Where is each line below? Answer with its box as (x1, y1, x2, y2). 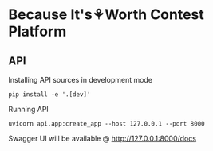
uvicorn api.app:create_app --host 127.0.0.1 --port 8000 (8, 120, 205, 128)
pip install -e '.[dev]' (8, 91, 91, 99)
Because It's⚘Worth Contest (8, 6, 205, 24)
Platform (8, 22, 67, 41)
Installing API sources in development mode (8, 75, 153, 84)
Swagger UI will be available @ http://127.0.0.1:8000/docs (8, 134, 197, 143)
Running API (8, 105, 49, 114)
